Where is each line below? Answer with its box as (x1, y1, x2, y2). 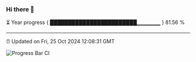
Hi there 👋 (6, 5, 35, 13)
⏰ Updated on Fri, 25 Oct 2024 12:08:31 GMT (6, 38, 115, 45)
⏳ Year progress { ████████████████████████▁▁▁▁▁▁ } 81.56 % (6, 19, 185, 26)
